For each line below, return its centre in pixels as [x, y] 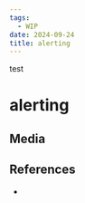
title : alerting [40, 43]
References [42, 170]
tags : [19, 18]
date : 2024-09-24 [42, 34]
